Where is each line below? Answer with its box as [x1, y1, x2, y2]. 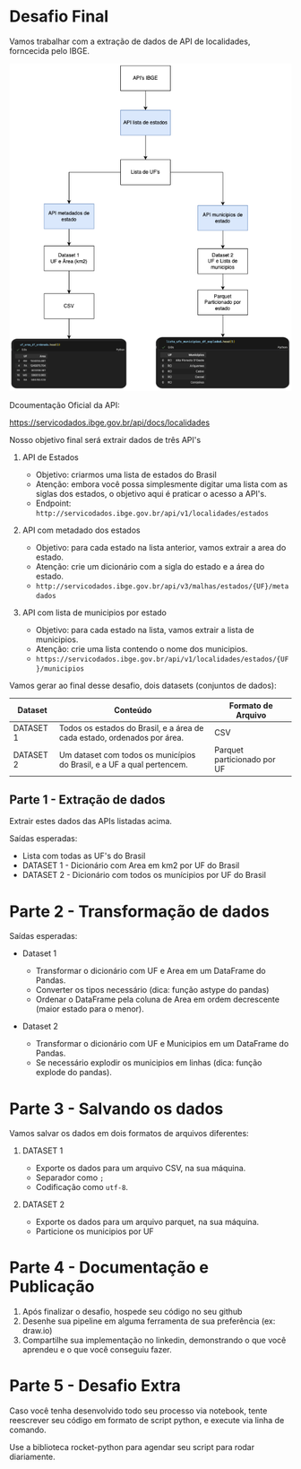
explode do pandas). [35, 1067, 112, 1078]
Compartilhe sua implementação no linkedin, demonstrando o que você [21, 1334, 287, 1346]
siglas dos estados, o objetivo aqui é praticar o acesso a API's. [35, 489, 267, 500]
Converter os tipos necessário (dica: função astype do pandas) [35, 985, 270, 995]
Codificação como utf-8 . [35, 1182, 128, 1193]
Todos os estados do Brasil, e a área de [58, 722, 204, 733]
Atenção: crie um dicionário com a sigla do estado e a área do [35, 561, 265, 572]
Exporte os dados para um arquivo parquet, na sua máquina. [35, 1217, 260, 1228]
